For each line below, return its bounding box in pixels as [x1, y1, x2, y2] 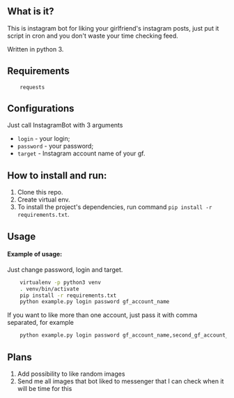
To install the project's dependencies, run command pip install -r [17, 203, 212, 211]
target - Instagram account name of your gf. [17, 149, 146, 158]
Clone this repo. [17, 188, 63, 197]
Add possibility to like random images [17, 369, 125, 378]
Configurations [7, 102, 75, 114]
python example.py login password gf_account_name [19, 298, 170, 305]
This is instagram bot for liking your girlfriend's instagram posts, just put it [7, 24, 219, 32]
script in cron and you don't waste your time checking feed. [7, 31, 179, 40]
